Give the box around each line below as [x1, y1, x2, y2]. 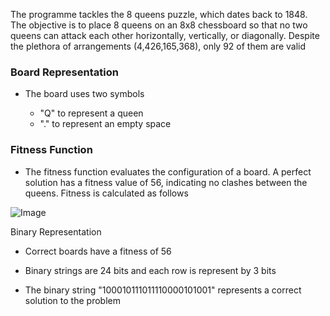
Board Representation [10, 65, 119, 79]
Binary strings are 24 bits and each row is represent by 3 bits [24, 264, 277, 276]
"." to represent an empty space [39, 118, 172, 130]
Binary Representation [10, 225, 102, 238]
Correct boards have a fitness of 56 [24, 245, 172, 257]
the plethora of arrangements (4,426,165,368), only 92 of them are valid [10, 40, 307, 52]
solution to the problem [24, 294, 121, 306]
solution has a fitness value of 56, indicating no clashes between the [24, 176, 308, 188]
